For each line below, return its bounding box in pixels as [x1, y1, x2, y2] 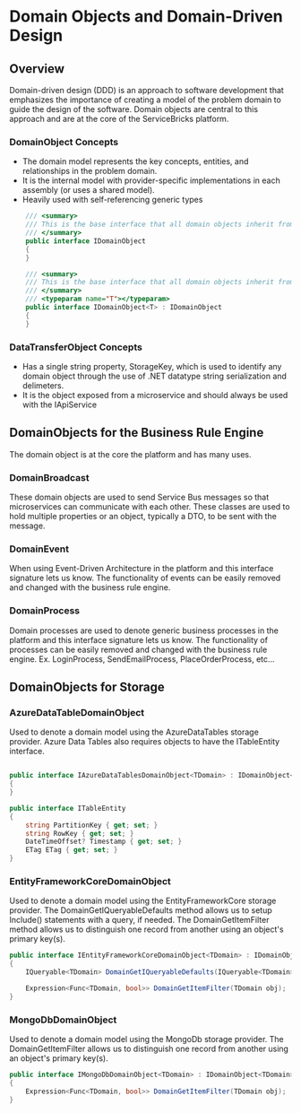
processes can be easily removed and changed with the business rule [9, 644, 268, 655]
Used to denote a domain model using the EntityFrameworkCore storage [9, 895, 277, 907]
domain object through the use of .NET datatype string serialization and [21, 370, 287, 381]
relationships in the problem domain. [21, 166, 158, 177]
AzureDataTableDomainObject [9, 706, 145, 718]
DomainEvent [9, 543, 70, 555]
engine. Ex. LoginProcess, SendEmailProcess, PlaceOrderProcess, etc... [9, 653, 275, 665]
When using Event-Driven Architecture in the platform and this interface [9, 563, 274, 574]
